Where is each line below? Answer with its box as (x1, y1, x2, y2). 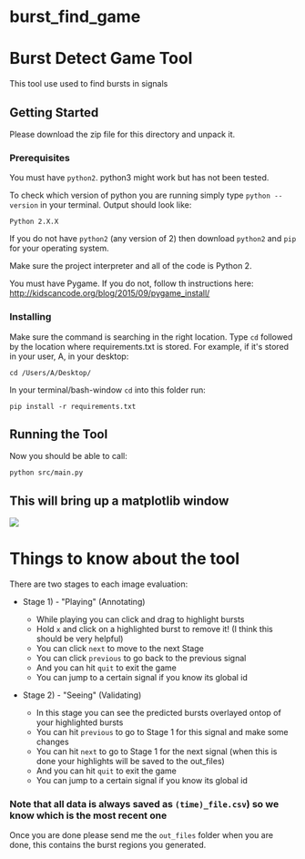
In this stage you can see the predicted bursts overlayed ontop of (36, 708, 282, 719)
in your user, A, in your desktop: (9, 351, 129, 362)
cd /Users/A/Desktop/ (9, 368, 92, 377)
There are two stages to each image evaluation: (9, 578, 188, 589)
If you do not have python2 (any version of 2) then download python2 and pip (9, 233, 297, 244)
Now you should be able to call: (9, 451, 127, 462)
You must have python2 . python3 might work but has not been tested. (9, 172, 269, 183)
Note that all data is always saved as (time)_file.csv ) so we (9, 798, 280, 811)
